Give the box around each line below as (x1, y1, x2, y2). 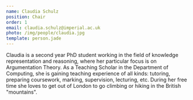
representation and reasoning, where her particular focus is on (6, 58, 157, 65)
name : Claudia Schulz (6, 8, 59, 15)
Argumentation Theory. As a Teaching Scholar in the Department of (6, 64, 168, 70)
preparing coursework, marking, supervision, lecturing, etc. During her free (6, 76, 187, 83)
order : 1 (6, 19, 27, 25)
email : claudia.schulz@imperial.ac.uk (6, 24, 101, 31)
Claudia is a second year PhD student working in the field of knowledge (6, 52, 178, 58)
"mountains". (6, 88, 37, 95)
